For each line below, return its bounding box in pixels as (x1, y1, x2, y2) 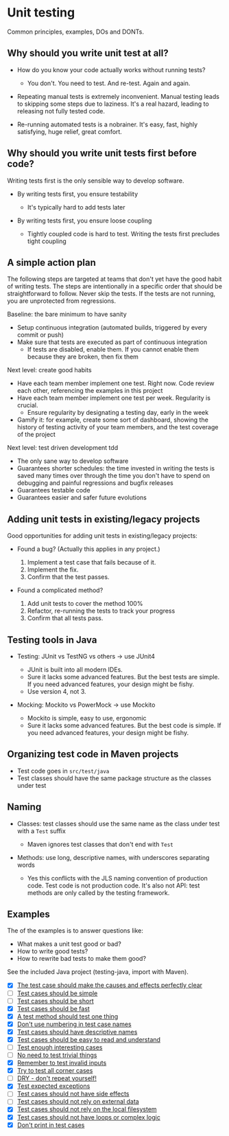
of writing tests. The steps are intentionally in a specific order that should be (7, 282, 223, 291)
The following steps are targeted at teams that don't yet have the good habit (7, 275, 222, 283)
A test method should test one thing (16, 1012, 119, 1021)
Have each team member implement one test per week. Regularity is (16, 394, 211, 402)
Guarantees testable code (16, 486, 91, 495)
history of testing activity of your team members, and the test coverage (16, 423, 219, 431)
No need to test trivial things (16, 1051, 97, 1059)
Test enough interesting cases (16, 1043, 103, 1052)
